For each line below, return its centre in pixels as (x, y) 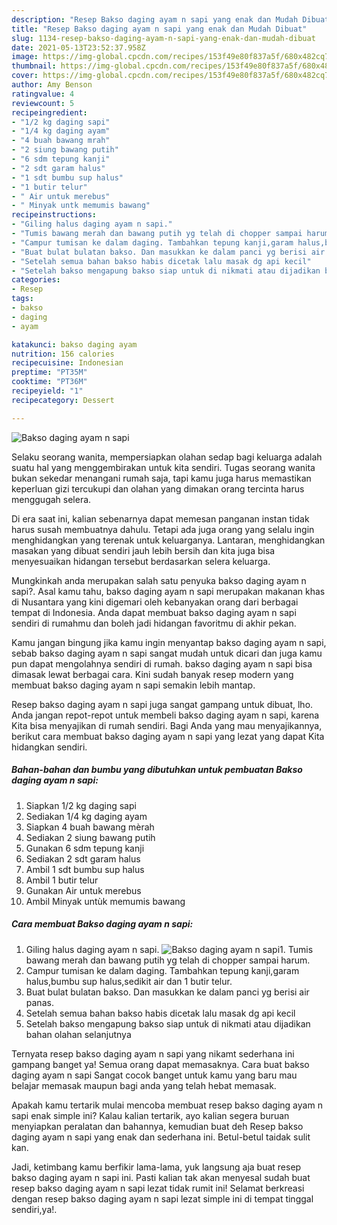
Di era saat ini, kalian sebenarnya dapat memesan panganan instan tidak (160, 518)
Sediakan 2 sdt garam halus (83, 858)
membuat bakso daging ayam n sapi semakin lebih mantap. (133, 685)
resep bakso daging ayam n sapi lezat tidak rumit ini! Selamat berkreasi (158, 1188)
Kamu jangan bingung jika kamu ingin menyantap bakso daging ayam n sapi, (169, 642)
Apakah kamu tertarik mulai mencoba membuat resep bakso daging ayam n (167, 1105)
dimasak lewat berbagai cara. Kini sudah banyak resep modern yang (152, 674)
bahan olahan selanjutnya (78, 1034)
